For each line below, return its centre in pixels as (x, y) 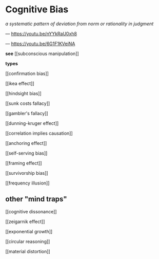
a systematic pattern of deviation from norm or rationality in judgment (79, 24)
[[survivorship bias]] (27, 173)
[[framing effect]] (24, 163)
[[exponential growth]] (29, 231)
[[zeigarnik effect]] (25, 221)
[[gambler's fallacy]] (27, 113)
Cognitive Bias (37, 10)
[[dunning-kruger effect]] (32, 123)
